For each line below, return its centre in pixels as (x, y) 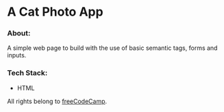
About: (19, 33)
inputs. (17, 55)
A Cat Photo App (55, 12)
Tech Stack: (27, 73)
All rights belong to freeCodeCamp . (57, 101)
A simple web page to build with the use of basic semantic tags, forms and (112, 48)
